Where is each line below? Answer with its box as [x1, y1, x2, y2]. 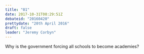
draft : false [5, 26, 32, 30]
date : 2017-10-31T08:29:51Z [5, 12, 63, 17]
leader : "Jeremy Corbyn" [5, 30, 56, 35]
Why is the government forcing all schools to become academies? [5, 44, 140, 49]
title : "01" [5, 7, 30, 12]
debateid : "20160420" [5, 16, 50, 21]
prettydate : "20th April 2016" [5, 21, 70, 26]
